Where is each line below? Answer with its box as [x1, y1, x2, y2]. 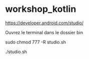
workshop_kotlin [5, 3, 76, 15]
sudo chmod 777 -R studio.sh [5, 39, 66, 45]
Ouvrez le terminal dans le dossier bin [5, 29, 83, 35]
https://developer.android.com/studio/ [5, 20, 84, 26]
